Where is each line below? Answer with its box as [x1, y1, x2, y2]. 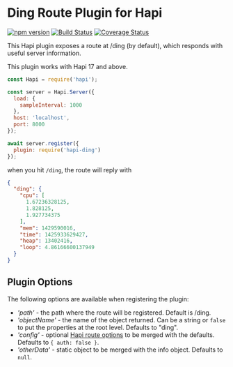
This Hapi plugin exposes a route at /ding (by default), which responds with [7, 41, 223, 50]
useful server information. [7, 49, 81, 57]
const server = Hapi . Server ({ [7, 89, 95, 96]
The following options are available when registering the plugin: [7, 294, 189, 303]
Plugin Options [7, 276, 73, 288]
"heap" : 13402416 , [19, 237, 73, 245]
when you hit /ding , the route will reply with [7, 165, 132, 174]
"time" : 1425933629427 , [19, 231, 89, 238]
